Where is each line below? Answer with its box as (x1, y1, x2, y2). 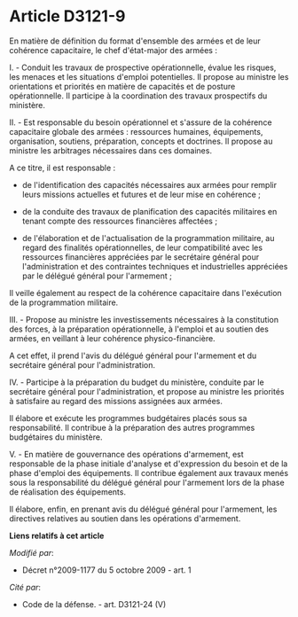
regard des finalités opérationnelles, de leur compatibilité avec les (21, 242, 263, 253)
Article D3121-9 (9, 6, 126, 27)
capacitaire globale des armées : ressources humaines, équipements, (9, 126, 263, 137)
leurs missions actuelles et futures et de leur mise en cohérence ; (21, 189, 262, 199)
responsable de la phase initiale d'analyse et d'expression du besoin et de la (9, 458, 288, 469)
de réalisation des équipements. (9, 486, 127, 497)
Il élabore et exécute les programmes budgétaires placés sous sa (9, 412, 247, 423)
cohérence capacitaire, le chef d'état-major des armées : (9, 44, 217, 55)
